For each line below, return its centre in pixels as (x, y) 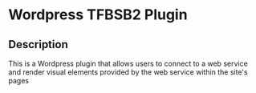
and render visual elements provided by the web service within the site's (128, 72)
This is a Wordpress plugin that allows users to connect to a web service (128, 63)
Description (38, 44)
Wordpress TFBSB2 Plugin (98, 15)
